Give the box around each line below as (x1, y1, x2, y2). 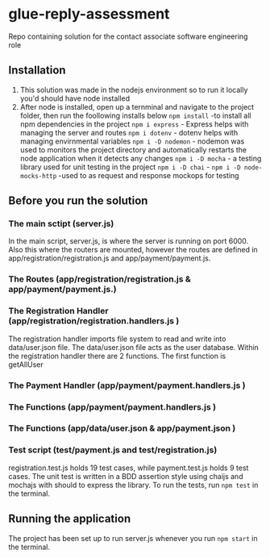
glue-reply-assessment (8, 5, 170, 23)
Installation (8, 64, 66, 77)
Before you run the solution (8, 194, 148, 208)
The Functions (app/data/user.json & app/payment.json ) (8, 423, 236, 434)
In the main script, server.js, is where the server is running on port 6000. (8, 236, 249, 246)
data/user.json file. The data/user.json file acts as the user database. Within (8, 342, 260, 352)
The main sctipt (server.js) (8, 219, 114, 230)
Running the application (8, 512, 131, 526)
